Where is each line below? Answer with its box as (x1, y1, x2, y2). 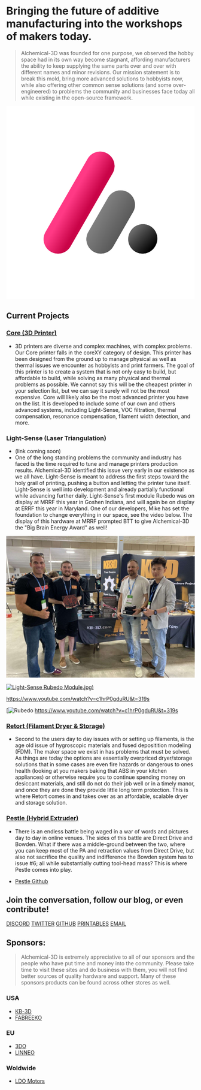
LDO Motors (14, 1077, 45, 1085)
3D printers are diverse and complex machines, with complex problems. (14, 342, 193, 350)
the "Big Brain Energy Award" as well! (14, 523, 108, 531)
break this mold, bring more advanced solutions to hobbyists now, (20, 75, 184, 82)
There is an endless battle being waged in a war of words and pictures (14, 827, 189, 835)
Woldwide (6, 1064, 36, 1072)
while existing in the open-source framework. (20, 94, 133, 101)
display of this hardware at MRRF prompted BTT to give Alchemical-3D (14, 517, 190, 525)
